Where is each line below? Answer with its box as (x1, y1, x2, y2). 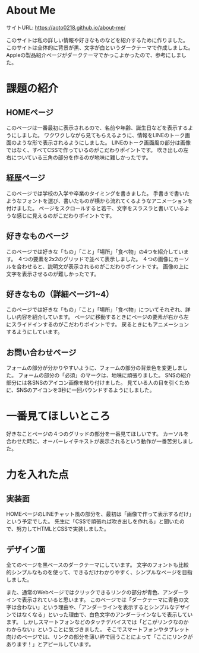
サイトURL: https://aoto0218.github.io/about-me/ (6, 24, 126, 31)
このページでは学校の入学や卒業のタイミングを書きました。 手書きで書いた (6, 189, 190, 196)
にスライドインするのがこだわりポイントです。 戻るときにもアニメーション (6, 321, 189, 328)
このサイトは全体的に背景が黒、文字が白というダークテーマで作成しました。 (6, 44, 194, 51)
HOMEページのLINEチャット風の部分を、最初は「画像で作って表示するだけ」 (6, 511, 192, 518)
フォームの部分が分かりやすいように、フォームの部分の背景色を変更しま (6, 364, 183, 372)
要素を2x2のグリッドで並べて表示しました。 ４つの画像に (33, 255, 174, 262)
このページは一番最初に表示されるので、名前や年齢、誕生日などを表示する (6, 124, 188, 131)
